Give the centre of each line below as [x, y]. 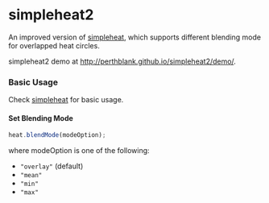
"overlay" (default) [52, 166]
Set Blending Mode [41, 118]
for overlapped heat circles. [54, 45]
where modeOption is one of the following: [79, 151]
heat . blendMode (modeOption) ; [57, 135]
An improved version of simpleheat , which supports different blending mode [135, 37]
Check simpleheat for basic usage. [66, 100]
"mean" [31, 176]
